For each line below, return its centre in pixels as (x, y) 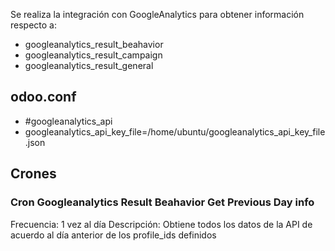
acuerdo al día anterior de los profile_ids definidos (113, 235)
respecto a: (33, 25)
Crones (33, 174)
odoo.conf (43, 97)
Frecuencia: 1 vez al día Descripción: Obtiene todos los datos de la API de (161, 224)
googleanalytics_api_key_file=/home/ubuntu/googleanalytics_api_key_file (175, 131)
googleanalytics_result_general (89, 65)
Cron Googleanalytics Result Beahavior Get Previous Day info (162, 202)
